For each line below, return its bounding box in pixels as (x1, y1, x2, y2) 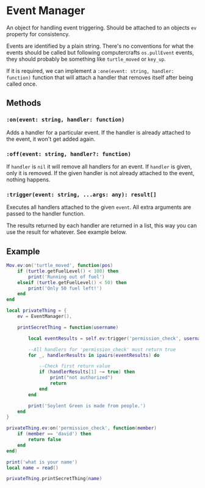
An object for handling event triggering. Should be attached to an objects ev (6, 24, 197, 31)
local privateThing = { (6, 307, 67, 314)
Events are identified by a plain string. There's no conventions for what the (6, 42, 194, 50)
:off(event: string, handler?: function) (6, 151, 131, 157)
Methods (6, 98, 41, 108)
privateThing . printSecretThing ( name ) (6, 476, 103, 482)
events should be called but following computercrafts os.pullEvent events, (6, 48, 194, 56)
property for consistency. (6, 30, 70, 37)
